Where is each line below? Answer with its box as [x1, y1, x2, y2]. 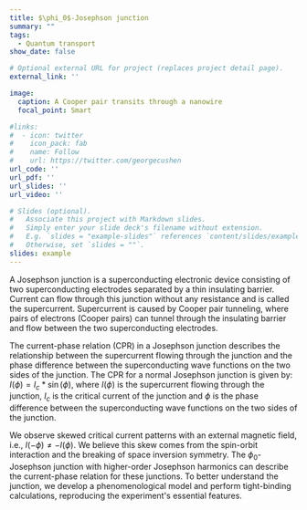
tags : [9, 30, 30, 39]
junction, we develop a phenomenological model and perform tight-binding [9, 481, 292, 492]
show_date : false [9, 47, 76, 57]
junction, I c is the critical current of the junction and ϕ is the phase [9, 390, 259, 404]
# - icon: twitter [9, 130, 84, 140]
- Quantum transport [17, 38, 96, 48]
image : [9, 88, 35, 98]
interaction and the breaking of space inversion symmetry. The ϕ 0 [9, 449, 259, 463]
